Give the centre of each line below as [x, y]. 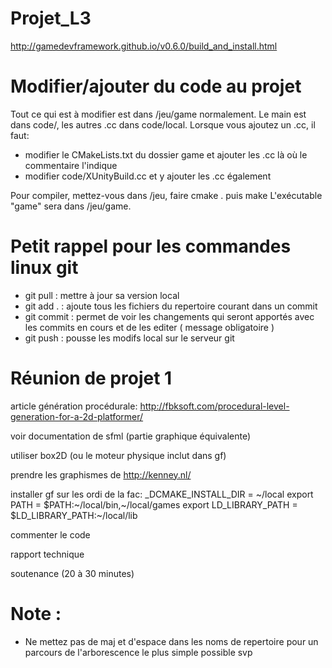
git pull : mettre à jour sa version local [102, 295]
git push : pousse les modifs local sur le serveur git [129, 338]
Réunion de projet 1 [91, 378]
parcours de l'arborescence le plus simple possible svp [138, 652]
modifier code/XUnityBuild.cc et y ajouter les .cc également [148, 176]
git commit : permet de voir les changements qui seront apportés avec [169, 316]
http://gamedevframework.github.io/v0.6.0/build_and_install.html [144, 46]
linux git [44, 268]
